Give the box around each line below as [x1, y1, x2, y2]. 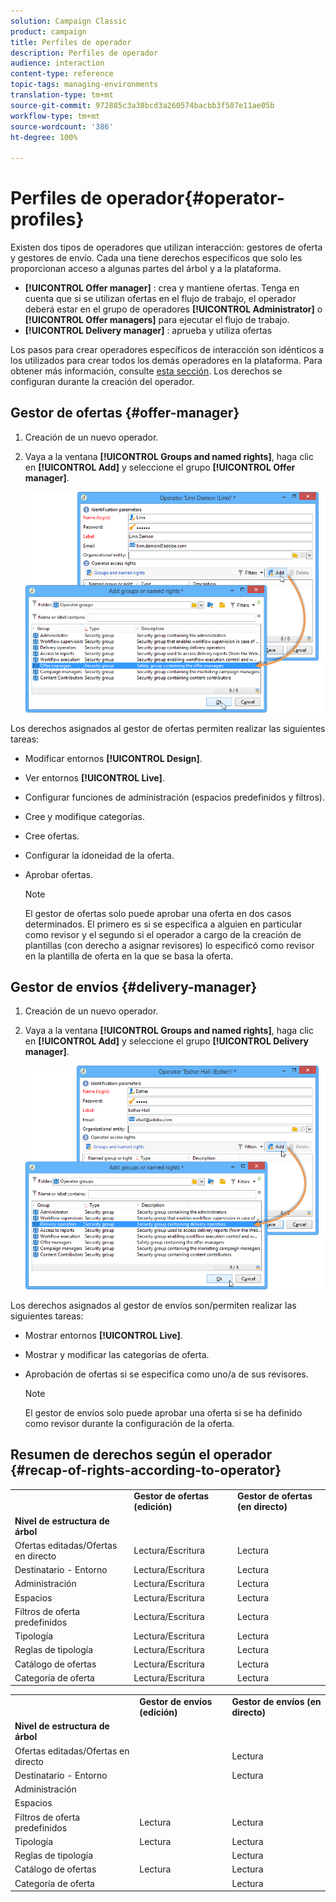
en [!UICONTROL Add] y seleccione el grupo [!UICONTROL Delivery [24, 1035, 310, 1047]
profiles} [10, 208, 85, 231]
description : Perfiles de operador [10, 48, 159, 58]
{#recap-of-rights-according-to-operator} [10, 1462, 282, 1479]
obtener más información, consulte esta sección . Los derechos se [10, 365, 283, 377]
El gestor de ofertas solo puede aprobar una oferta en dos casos [24, 907, 292, 919]
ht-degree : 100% [10, 132, 78, 142]
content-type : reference [10, 69, 114, 79]
